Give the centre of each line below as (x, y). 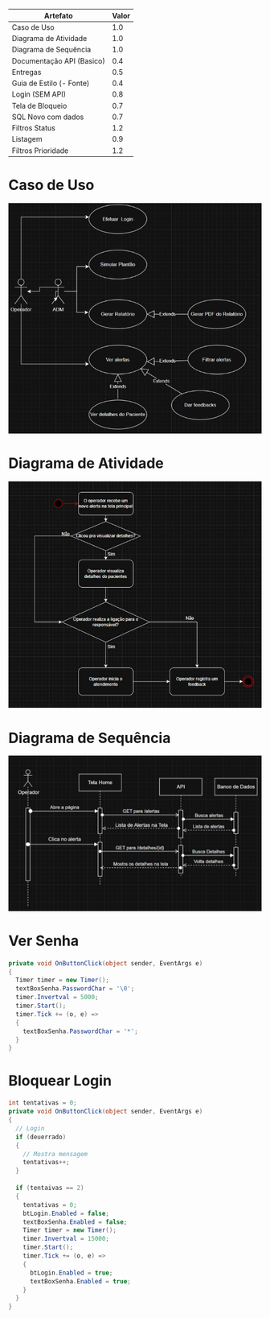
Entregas (27, 72)
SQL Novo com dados (48, 117)
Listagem (27, 139)
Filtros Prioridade (40, 151)
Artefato (59, 15)
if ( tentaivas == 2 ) (50, 1188)
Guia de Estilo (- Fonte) (51, 83)
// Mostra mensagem (55, 1154)
